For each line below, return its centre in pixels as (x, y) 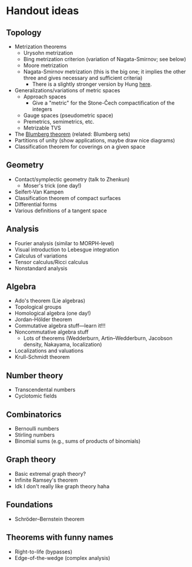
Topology (24, 33)
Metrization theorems (41, 46)
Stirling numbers (35, 435)
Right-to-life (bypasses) (43, 552)
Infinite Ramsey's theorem (46, 480)
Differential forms (36, 204)
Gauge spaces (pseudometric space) (68, 115)
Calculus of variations (41, 256)
